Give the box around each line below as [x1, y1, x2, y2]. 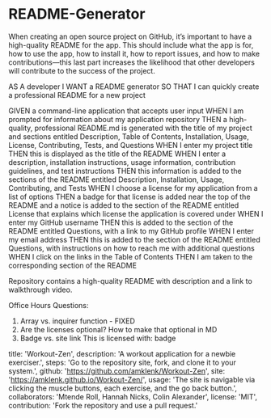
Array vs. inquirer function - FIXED [19, 316, 135, 326]
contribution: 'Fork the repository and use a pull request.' [8, 400, 198, 410]
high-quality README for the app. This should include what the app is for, [8, 40, 254, 49]
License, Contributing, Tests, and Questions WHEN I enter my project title [8, 140, 253, 150]
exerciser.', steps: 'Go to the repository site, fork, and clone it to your [8, 357, 237, 367]
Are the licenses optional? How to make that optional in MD [19, 324, 218, 334]
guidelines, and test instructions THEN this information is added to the [8, 166, 242, 175]
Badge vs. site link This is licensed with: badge [19, 333, 176, 343]
